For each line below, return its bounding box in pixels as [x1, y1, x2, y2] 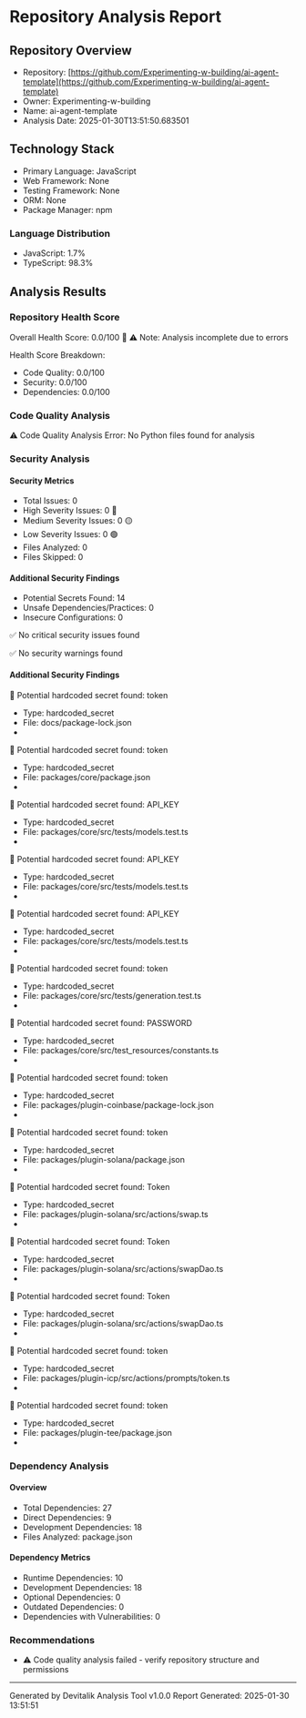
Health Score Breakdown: [9, 349, 106, 361]
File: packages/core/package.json [22, 771, 151, 782]
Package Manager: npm [22, 204, 113, 215]
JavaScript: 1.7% [22, 248, 87, 259]
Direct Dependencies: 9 [22, 1511, 112, 1522]
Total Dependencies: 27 [22, 1502, 112, 1513]
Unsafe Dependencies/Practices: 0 [22, 603, 155, 614]
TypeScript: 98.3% [22, 258, 94, 269]
